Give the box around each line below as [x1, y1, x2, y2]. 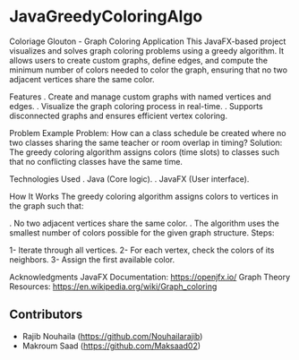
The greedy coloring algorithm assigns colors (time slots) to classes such [9, 146, 280, 158]
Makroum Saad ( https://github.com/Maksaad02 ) [21, 340, 201, 351]
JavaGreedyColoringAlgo [9, 6, 203, 27]
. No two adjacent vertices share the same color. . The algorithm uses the [9, 218, 279, 228]
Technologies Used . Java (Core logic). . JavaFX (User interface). [9, 173, 250, 184]
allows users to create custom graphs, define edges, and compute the [9, 55, 269, 65]
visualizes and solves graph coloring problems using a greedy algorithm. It [9, 45, 285, 56]
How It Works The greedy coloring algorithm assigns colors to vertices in [9, 191, 279, 201]
